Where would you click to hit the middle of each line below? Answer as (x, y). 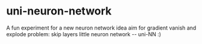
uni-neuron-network (59, 11)
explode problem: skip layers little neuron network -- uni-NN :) (84, 34)
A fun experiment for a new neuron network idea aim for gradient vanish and (101, 28)
